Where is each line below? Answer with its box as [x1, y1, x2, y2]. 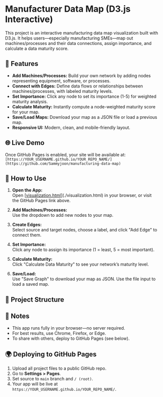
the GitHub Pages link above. [12, 198, 71, 204]
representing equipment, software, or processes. [12, 78, 111, 84]
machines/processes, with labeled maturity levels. [12, 88, 113, 94]
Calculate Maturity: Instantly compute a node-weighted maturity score [12, 104, 156, 109]
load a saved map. [12, 281, 49, 287]
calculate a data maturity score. [5, 45, 69, 51]
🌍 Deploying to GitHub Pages [5, 350, 97, 358]
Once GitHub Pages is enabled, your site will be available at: [5, 151, 126, 157]
